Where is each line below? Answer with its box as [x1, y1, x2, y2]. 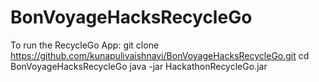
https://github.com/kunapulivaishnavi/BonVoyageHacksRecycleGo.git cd [10, 49, 310, 61]
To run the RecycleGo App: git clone [10, 39, 160, 51]
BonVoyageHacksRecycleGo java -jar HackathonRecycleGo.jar [10, 60, 268, 72]
